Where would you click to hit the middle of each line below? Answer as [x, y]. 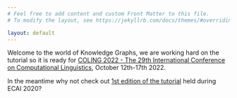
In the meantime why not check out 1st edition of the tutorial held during [112, 81]
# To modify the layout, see [50, 20]
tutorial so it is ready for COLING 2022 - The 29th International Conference [116, 60]
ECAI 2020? [25, 89]
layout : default [31, 33]
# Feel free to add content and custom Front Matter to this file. [109, 14]
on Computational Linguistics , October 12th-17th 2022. [87, 68]
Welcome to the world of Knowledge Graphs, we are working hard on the [114, 52]
